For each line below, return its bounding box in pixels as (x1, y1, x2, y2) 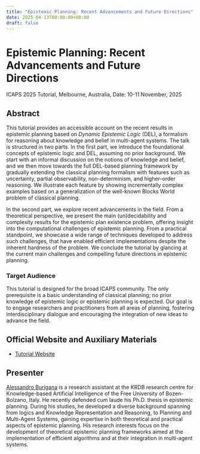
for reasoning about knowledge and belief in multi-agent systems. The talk (6, 137, 190, 144)
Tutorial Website (14, 350, 56, 358)
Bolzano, (6, 397, 28, 404)
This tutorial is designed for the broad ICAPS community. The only (6, 285, 169, 292)
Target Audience (6, 272, 56, 280)
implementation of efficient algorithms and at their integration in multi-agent (6, 435, 193, 442)
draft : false (6, 20, 39, 26)
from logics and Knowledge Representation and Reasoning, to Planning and (6, 409, 192, 416)
